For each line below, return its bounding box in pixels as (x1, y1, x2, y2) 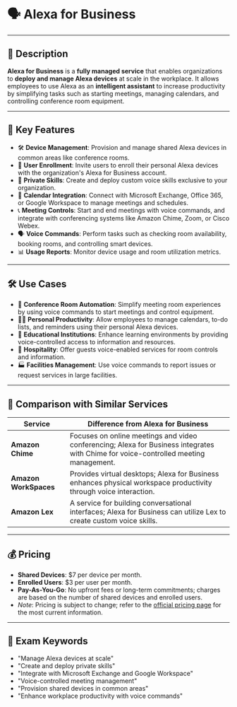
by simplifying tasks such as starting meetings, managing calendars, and (7, 89, 219, 98)
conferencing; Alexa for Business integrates (69, 440, 214, 450)
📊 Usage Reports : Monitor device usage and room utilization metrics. (17, 247, 221, 256)
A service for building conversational (69, 498, 192, 508)
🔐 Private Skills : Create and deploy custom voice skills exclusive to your (17, 175, 228, 185)
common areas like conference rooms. (17, 153, 130, 162)
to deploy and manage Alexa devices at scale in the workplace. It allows (7, 74, 219, 83)
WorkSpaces (11, 482, 55, 492)
